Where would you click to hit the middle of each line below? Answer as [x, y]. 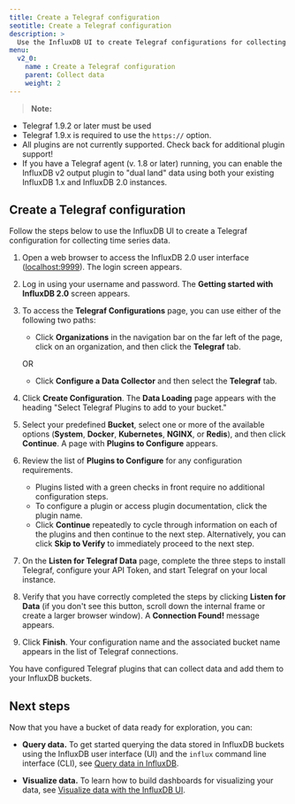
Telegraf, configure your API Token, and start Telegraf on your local [144, 570]
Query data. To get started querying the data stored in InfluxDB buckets [153, 745]
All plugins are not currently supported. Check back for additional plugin [153, 144]
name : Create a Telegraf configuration [100, 67]
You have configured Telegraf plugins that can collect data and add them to [147, 669]
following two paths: [59, 321]
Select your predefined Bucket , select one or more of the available [143, 425]
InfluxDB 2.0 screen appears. [76, 294]
